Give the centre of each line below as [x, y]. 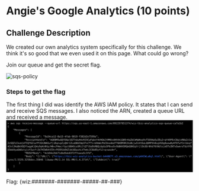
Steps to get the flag [36, 91]
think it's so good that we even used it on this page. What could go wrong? [97, 53]
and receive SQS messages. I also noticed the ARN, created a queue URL [95, 111]
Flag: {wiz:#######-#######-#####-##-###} [64, 182]
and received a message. [37, 117]
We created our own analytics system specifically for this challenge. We [94, 47]
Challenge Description [48, 33]
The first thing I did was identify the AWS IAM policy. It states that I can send [99, 104]
